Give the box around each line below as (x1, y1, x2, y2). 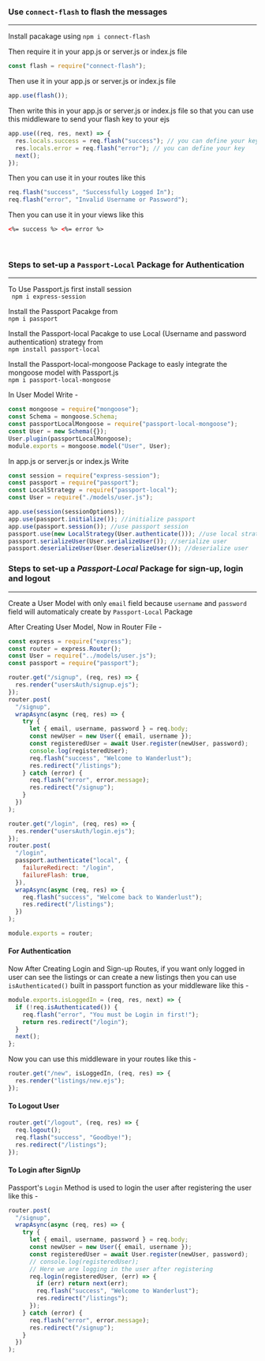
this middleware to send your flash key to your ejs (8, 114, 170, 124)
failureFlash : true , (22, 871, 90, 879)
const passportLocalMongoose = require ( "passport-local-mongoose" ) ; (8, 421, 238, 428)
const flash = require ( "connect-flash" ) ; (8, 62, 147, 70)
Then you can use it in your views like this (8, 210, 144, 219)
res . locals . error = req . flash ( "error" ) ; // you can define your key (15, 144, 245, 152)
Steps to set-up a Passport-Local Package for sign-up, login (8, 563, 244, 574)
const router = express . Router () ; (8, 645, 122, 652)
